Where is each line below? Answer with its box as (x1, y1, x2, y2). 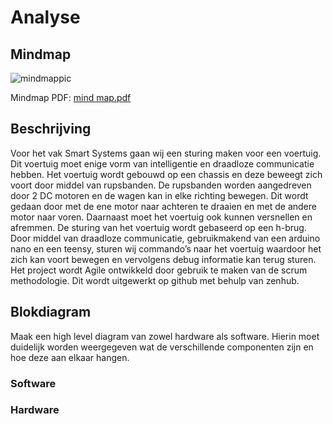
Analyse (10, 6, 81, 29)
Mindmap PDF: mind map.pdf (10, 92, 132, 103)
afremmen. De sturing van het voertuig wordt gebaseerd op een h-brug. (10, 221, 307, 233)
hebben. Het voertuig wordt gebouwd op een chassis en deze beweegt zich (10, 168, 323, 180)
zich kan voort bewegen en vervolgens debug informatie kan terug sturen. (10, 253, 317, 265)
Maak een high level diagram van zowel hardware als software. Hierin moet (10, 330, 320, 342)
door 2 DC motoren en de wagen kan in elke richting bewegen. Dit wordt (10, 189, 309, 201)
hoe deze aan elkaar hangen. (10, 351, 130, 363)
